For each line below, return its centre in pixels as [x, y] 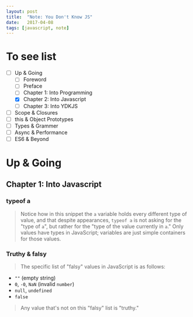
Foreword [35, 80]
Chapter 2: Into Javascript [55, 99]
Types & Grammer [36, 126]
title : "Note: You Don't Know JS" [49, 17]
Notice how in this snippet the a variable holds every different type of [104, 213]
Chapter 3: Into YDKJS [50, 106]
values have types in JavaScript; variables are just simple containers [103, 232]
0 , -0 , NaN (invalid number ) [44, 284]
